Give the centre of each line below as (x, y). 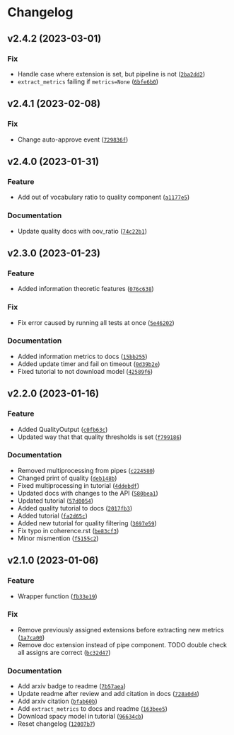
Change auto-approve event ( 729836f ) (73, 139)
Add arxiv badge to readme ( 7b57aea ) (71, 686)
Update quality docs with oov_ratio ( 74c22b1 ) (82, 231)
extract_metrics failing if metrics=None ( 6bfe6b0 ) (88, 81)
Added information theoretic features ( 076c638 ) (86, 289)
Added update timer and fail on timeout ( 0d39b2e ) (89, 364)
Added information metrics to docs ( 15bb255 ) (82, 356)
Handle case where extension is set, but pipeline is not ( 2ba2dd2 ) (111, 74)
